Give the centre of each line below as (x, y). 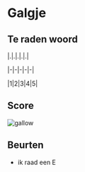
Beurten (25, 145)
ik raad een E (37, 162)
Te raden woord (42, 39)
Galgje (27, 13)
